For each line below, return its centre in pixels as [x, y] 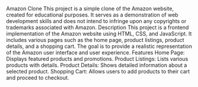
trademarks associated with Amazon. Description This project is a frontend [98, 27]
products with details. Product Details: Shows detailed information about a [97, 65]
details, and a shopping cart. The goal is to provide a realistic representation [99, 46]
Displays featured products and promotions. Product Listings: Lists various [97, 59]
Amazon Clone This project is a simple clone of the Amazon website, [90, 9]
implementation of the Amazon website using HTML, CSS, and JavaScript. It [99, 34]
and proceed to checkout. [38, 78]
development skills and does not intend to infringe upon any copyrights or [96, 21]
